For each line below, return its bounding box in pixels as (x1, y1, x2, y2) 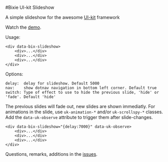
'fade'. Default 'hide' (5, 94, 56, 99)
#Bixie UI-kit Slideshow (5, 5, 55, 10)
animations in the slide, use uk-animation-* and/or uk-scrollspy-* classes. (5, 109, 163, 115)
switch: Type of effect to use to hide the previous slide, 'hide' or (5, 90, 159, 95)
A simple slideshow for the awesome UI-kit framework (5, 14, 120, 20)
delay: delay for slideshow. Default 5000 (5, 81, 100, 86)
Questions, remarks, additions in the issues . (5, 151, 98, 157)
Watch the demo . (5, 24, 42, 30)
